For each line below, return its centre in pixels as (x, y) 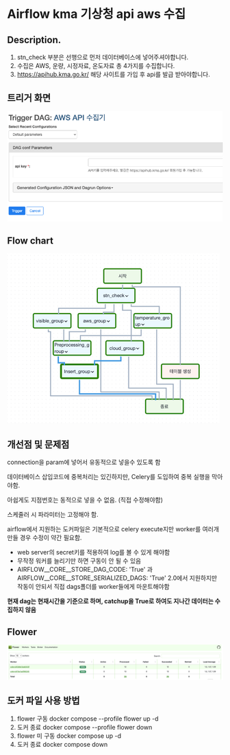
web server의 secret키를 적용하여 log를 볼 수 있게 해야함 (93, 553)
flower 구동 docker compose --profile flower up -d (88, 719)
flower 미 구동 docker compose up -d (69, 736)
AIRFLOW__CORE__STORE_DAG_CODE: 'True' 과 (85, 570)
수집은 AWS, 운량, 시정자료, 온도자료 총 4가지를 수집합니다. (96, 66)
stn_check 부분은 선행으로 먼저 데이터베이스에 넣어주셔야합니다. (103, 57)
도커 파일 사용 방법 (43, 701)
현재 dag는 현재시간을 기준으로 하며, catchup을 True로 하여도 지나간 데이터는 (111, 601)
